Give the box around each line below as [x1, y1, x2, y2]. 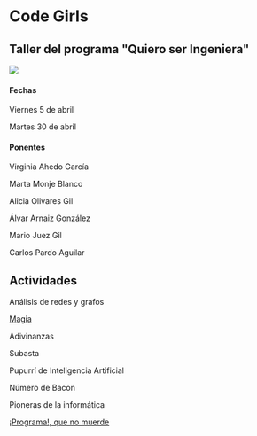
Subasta [9, 348, 40, 359]
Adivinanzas [9, 331, 55, 342]
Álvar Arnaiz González [9, 213, 91, 223]
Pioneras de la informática [9, 400, 105, 410]
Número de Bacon [9, 383, 75, 393]
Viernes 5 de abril [9, 105, 74, 115]
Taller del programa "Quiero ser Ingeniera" [9, 42, 250, 57]
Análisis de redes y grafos [9, 297, 105, 308]
